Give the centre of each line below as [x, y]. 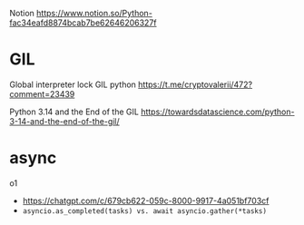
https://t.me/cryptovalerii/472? [195, 84]
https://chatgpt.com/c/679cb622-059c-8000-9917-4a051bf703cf [146, 201]
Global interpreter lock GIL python [73, 84]
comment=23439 [42, 93]
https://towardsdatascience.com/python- [217, 112]
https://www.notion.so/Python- [94, 13]
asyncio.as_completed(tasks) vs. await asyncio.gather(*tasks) [145, 211]
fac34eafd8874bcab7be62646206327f [83, 23]
